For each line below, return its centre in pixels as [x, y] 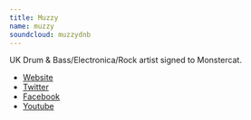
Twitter [36, 88]
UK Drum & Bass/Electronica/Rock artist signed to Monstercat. [126, 60]
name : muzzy [32, 26]
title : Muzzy [34, 18]
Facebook [41, 97]
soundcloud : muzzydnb [50, 34]
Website [38, 78]
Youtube [38, 106]
